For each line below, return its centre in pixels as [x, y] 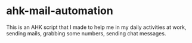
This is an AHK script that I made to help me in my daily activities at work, [96, 27]
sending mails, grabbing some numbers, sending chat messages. [86, 33]
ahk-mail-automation [60, 11]
